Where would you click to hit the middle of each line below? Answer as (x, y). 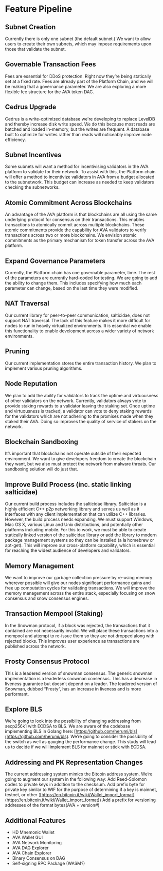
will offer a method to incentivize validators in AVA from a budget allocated (80, 177)
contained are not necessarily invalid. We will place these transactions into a (81, 630)
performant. (17, 694)
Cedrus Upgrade (31, 107)
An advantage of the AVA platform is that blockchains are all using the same (81, 214)
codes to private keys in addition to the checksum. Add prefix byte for (75, 785)
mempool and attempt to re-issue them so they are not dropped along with (80, 636)
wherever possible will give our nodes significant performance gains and (78, 583)
